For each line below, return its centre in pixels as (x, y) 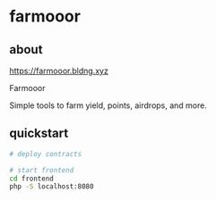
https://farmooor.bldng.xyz (59, 71)
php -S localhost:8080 (52, 187)
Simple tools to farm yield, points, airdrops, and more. (108, 105)
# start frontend (42, 170)
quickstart (39, 133)
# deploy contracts (46, 154)
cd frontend (31, 179)
